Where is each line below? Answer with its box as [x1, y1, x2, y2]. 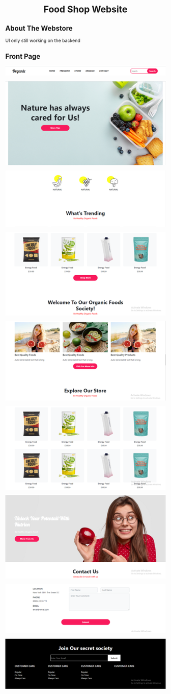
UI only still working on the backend [5, 37, 80, 43]
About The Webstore [5, 24, 73, 33]
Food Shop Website [43, 4, 128, 15]
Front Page [5, 52, 41, 61]
